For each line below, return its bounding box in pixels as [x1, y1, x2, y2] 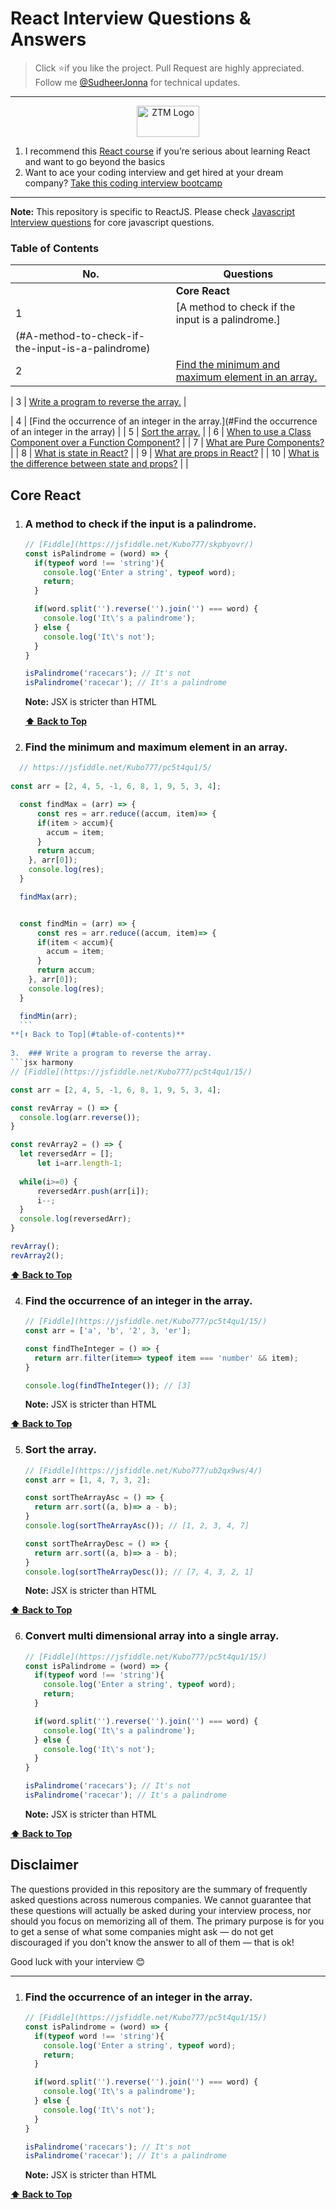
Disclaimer [10, 1857, 79, 1874]
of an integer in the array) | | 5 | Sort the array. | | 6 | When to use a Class [10, 426, 312, 438]
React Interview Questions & [10, 7, 252, 30]
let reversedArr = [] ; [19, 1149, 114, 1159]
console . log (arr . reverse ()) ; [19, 1112, 141, 1122]
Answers [10, 28, 87, 51]
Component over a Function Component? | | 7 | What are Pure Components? [10, 437, 325, 449]
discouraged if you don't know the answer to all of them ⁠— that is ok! [10, 1936, 295, 1948]
